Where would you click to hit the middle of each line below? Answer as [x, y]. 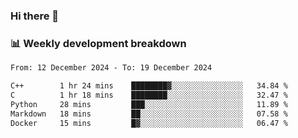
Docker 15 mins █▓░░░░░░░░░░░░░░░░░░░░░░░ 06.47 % [149, 123]
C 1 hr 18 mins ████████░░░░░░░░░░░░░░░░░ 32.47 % [149, 95]
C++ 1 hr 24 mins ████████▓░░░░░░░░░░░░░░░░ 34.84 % [149, 86]
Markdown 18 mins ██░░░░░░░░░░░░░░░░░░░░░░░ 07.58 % [149, 114]
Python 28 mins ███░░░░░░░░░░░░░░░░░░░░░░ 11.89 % [149, 104]
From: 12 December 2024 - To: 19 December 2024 [111, 68]
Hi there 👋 [35, 16]
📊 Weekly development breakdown [98, 43]
